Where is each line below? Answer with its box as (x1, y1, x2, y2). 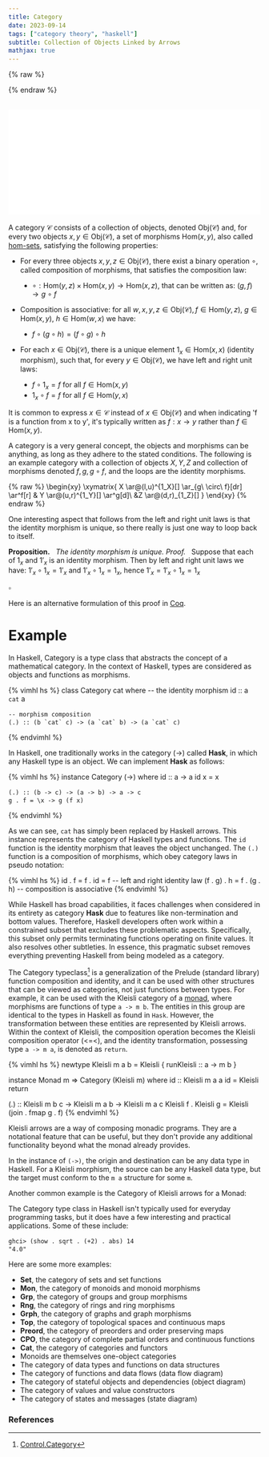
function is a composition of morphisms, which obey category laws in (8, 852, 238, 861)
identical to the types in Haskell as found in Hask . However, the (8, 1009, 215, 1020)
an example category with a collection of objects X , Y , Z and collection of (8, 457, 248, 468)
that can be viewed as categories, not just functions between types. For (8, 985, 246, 994)
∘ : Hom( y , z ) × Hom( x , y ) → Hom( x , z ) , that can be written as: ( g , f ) (31, 281, 253, 291)
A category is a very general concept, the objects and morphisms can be (8, 440, 249, 450)
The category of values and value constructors (19, 1385, 175, 1395)
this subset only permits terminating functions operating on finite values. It (8, 933, 254, 944)
